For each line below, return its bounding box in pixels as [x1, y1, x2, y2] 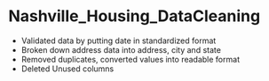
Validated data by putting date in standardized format [20, 35, 217, 46]
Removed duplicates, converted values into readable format [20, 54, 241, 64]
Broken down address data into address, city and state [20, 44, 221, 55]
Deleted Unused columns [20, 63, 115, 74]
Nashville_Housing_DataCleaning [8, 6, 261, 26]
